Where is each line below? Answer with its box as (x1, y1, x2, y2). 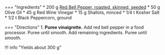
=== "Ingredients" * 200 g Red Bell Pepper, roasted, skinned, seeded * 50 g (4, 4, 160, 10)
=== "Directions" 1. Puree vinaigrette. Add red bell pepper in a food (4, 24, 144, 30)
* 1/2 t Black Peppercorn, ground (4, 15, 72, 20)
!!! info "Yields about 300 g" (4, 45, 62, 50)
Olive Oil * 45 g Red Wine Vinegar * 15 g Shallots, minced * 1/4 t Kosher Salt (4, 9, 160, 15)
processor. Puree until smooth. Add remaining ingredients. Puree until (4, 30, 147, 35)
